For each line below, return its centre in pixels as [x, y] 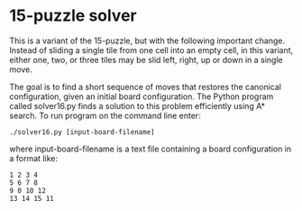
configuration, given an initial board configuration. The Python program [142, 96]
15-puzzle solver [73, 16]
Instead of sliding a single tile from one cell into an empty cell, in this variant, [151, 50]
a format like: [34, 158]
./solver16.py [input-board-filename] [82, 132]
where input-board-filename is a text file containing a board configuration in [151, 149]
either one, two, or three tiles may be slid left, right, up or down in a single [146, 59]
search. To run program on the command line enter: [105, 115]
